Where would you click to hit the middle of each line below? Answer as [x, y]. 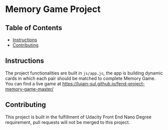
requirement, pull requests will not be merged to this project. [68, 122]
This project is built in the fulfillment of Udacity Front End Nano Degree [78, 117]
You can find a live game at [33, 83]
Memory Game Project [53, 9]
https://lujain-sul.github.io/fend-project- [104, 83]
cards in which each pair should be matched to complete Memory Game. [80, 78]
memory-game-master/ [29, 89]
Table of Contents [34, 28]
